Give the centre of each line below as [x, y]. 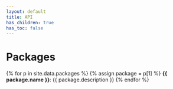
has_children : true [30, 22]
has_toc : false [25, 28]
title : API [19, 17]
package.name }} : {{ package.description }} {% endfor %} [78, 80]
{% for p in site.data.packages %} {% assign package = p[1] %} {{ [87, 74]
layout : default [26, 11]
